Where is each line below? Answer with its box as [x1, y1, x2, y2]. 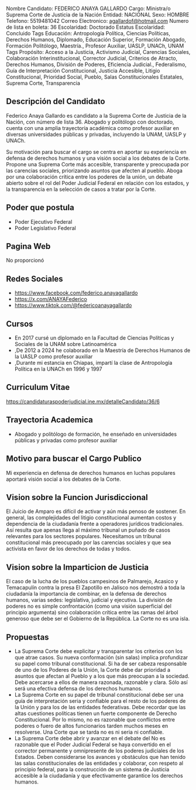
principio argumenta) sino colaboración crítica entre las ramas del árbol [6, 609, 178, 616]
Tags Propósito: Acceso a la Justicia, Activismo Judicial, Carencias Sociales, [6, 49, 191, 55]
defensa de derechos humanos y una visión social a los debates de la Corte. [6, 155, 190, 162]
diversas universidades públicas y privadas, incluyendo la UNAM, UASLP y [6, 131, 187, 138]
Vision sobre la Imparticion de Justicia [6, 562, 149, 572]
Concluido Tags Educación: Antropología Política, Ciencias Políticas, [6, 30, 171, 37]
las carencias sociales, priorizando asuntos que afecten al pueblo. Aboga [6, 167, 183, 174]
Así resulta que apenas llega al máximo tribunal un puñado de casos [6, 526, 171, 533]
